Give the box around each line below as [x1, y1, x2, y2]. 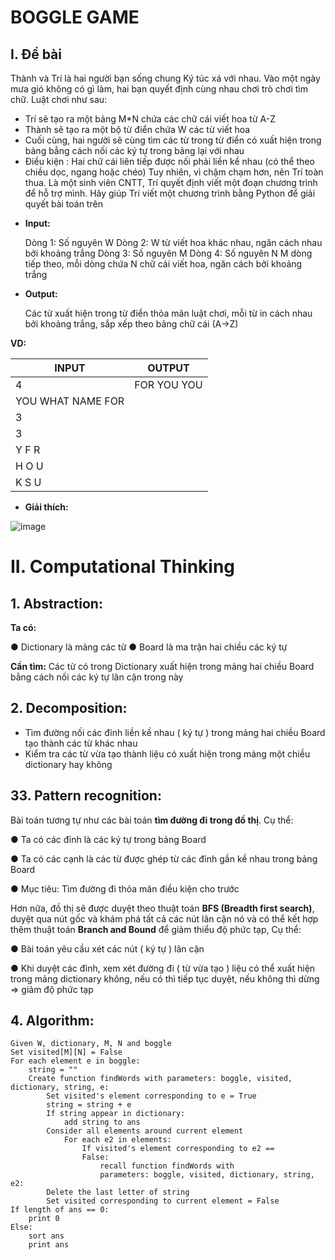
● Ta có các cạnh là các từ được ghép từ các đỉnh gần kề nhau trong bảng [10, 852, 318, 865]
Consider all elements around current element [46, 1126, 244, 1136]
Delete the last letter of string [46, 1187, 190, 1198]
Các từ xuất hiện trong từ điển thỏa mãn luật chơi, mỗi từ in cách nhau [24, 307, 313, 319]
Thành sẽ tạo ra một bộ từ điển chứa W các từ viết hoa [24, 124, 251, 135]
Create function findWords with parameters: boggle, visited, [28, 1074, 293, 1084]
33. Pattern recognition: [10, 787, 162, 805]
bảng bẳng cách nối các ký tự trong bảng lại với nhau [24, 145, 245, 156]
